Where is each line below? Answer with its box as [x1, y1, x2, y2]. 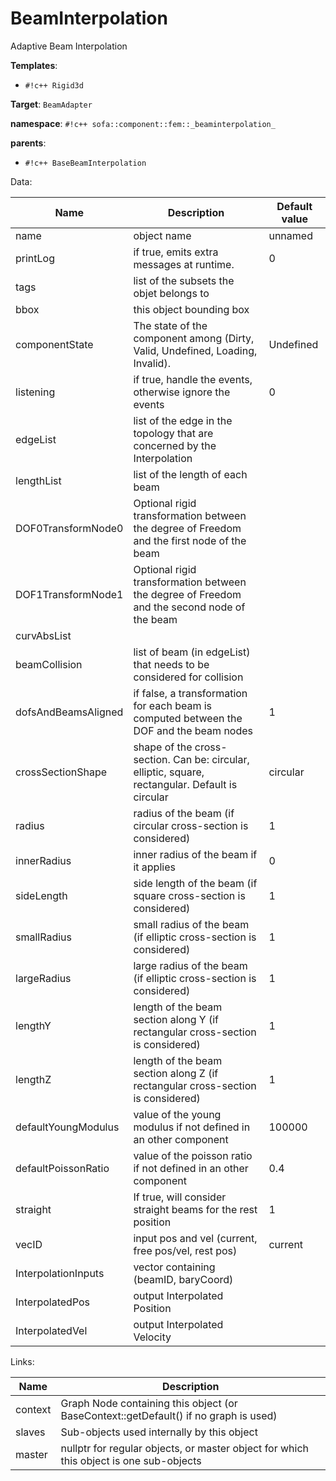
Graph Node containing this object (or [60, 1396, 238, 1410]
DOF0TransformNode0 [15, 521, 124, 535]
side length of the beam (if [133, 876, 258, 890]
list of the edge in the [133, 413, 233, 427]
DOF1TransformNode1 [15, 587, 124, 601]
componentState [15, 337, 94, 351]
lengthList [15, 473, 62, 487]
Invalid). [133, 356, 171, 370]
